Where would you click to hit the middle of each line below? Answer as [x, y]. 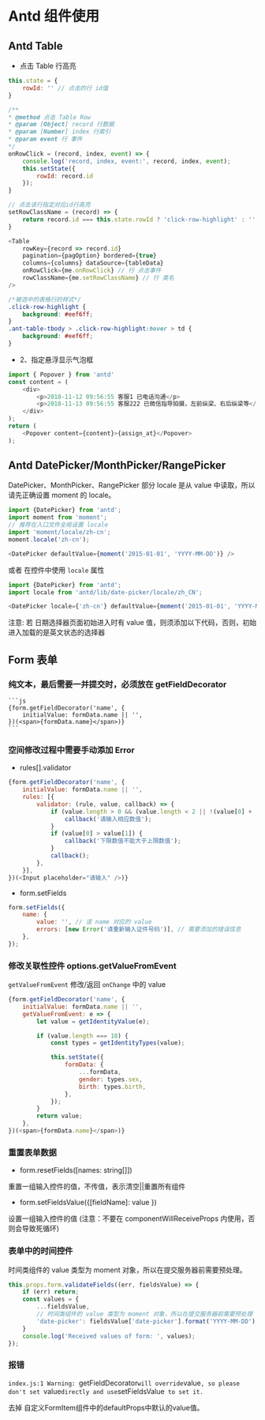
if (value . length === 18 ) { [82, 1036]
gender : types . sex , [111, 1079]
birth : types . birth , [112, 1087]
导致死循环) [41, 1229]
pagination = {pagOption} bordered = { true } [90, 256]
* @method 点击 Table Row [49, 117]
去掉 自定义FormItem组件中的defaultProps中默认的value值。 [106, 1407]
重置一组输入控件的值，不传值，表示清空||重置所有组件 [97, 1187]
